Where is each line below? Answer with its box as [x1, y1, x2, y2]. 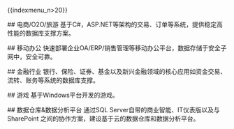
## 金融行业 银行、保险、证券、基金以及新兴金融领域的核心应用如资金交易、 [7, 68, 227, 75]
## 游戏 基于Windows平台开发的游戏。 [7, 91, 119, 99]
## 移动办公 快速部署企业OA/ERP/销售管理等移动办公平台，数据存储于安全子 [7, 44, 227, 52]
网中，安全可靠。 [7, 52, 57, 61]
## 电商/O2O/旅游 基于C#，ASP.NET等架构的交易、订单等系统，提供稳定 [7, 20, 217, 29]
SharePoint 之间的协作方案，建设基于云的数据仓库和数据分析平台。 [7, 114, 200, 123]
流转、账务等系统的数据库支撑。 [7, 76, 99, 84]
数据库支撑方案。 [25, 29, 75, 37]
